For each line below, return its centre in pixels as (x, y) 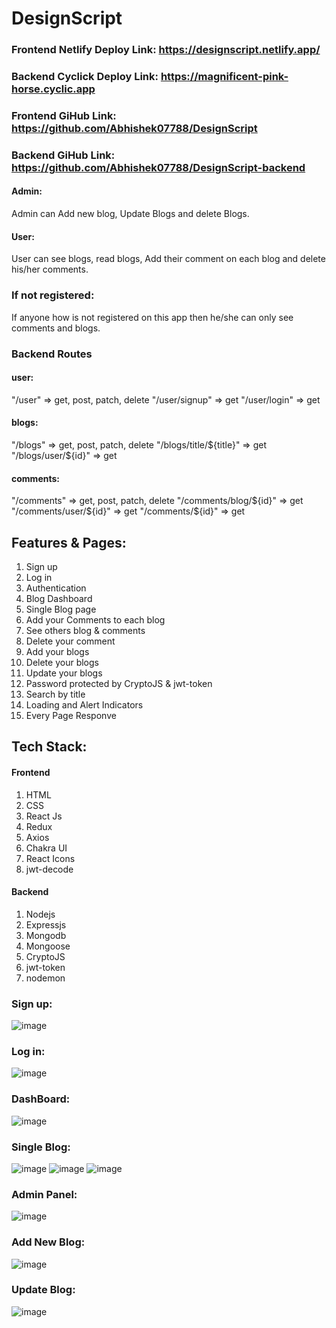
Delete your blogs (62, 662)
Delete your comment (70, 641)
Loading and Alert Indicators (84, 704)
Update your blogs (64, 673)
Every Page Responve (71, 715)
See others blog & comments (85, 630)
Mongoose (48, 946)
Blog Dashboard (59, 598)
